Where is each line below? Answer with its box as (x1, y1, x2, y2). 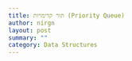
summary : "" (8, 33, 48, 42)
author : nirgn (8, 19, 56, 27)
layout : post (8, 26, 52, 34)
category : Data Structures (8, 41, 98, 49)
